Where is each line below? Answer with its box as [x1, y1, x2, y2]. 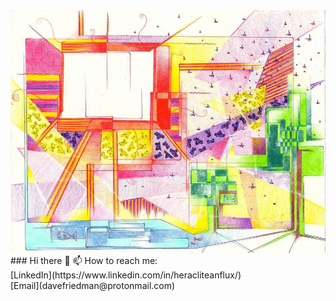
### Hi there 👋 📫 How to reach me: [10, 254, 158, 266]
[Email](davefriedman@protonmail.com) [10, 279, 176, 291]
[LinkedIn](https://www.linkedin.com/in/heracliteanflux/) [10, 269, 242, 281]
